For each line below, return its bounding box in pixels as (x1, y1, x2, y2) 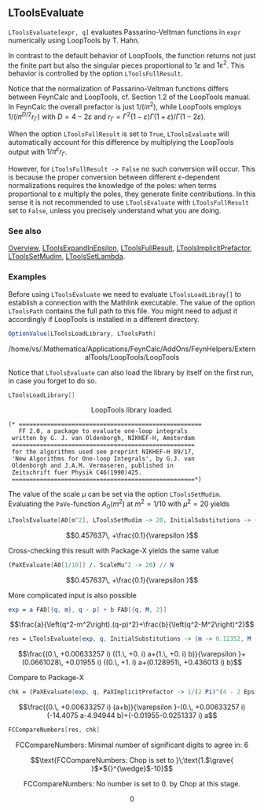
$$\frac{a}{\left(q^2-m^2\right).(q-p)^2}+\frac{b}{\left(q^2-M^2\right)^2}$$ (9, 620, 255, 629)
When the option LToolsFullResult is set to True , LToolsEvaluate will (8, 129, 229, 139)
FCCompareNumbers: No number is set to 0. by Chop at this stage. (23, 779, 241, 789)
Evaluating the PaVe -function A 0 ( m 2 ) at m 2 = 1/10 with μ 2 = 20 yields (8, 497, 230, 510)
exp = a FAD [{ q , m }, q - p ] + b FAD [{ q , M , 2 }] (8, 605, 167, 613)
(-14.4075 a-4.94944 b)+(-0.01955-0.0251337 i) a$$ (46, 711, 218, 720)
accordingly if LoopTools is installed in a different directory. (8, 314, 200, 324)
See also (8, 225, 42, 236)
